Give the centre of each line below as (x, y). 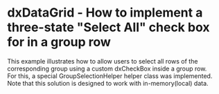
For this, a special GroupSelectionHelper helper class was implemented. (110, 76)
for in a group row (59, 42)
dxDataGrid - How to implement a (105, 13)
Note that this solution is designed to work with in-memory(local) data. (108, 83)
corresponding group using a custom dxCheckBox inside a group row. (107, 68)
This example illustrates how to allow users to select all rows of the (103, 61)
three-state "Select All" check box (108, 27)
